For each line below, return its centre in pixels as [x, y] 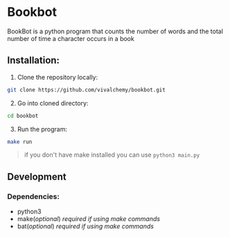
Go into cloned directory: [53, 103]
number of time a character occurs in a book [71, 38]
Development [37, 176]
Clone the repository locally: [57, 77]
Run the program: [42, 129]
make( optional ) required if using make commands [89, 219]
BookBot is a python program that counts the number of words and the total [115, 31]
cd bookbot [23, 116]
